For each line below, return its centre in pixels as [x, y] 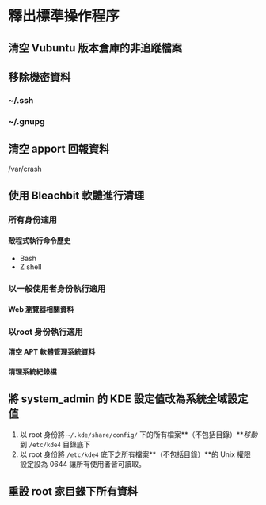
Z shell [30, 267]
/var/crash [25, 169]
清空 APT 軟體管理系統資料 [52, 352]
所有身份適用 [33, 220]
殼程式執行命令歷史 [40, 240]
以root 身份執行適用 [46, 332]
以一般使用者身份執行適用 [57, 289]
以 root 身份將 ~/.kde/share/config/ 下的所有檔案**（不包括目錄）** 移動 [139, 434]
